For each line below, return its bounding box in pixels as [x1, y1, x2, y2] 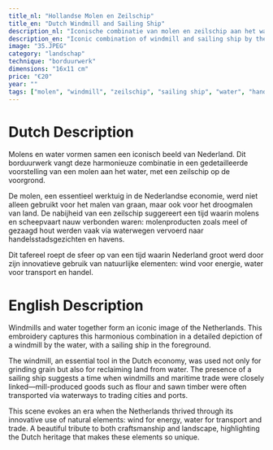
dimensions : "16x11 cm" [8, 65, 89, 73]
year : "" [8, 80, 38, 88]
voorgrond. [8, 176, 46, 186]
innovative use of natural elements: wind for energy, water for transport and [8, 415, 262, 425]
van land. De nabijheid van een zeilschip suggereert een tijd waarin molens [8, 208, 260, 218]
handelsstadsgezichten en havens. [8, 234, 125, 244]
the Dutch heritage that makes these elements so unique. [8, 432, 201, 442]
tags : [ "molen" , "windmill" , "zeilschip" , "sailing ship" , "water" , [8, 87, 245, 96]
